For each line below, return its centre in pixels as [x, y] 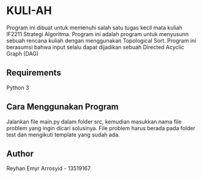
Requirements [34, 73]
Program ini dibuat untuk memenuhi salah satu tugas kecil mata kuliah [94, 28]
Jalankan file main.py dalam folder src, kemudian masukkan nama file [94, 121]
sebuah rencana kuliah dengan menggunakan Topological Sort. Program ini [101, 40]
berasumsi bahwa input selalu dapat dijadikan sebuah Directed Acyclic [95, 47]
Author [20, 154]
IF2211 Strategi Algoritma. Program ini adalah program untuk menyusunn [97, 34]
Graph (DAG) [22, 53]
